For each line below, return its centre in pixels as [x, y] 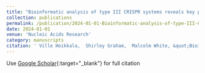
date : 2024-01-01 [28, 29]
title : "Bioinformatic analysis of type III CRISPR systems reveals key [101, 12]
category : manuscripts [35, 40]
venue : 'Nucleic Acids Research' [49, 35]
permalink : [20, 23]
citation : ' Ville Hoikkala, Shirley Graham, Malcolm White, [88, 46]
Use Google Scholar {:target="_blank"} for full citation [73, 63]
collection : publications [39, 18]
